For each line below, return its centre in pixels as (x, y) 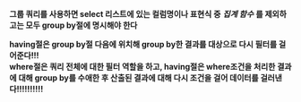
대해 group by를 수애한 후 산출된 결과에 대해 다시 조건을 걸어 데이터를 (138, 78)
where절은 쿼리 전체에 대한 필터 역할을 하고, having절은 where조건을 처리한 (142, 67)
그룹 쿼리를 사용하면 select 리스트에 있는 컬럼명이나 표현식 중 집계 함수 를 (136, 14)
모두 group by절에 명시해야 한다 (82, 25)
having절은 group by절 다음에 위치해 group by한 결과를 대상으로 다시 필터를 (143, 44)
